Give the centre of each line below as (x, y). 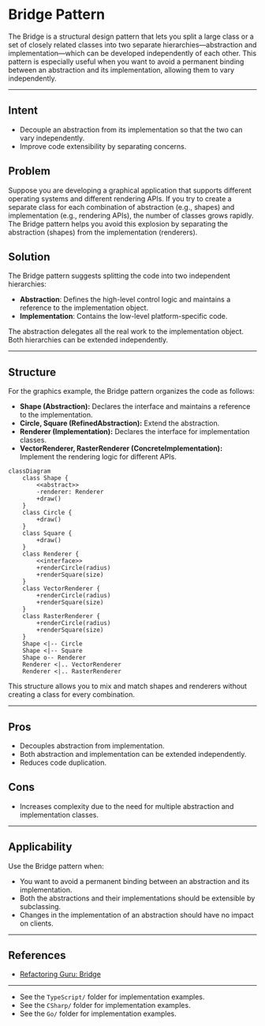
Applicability (40, 847)
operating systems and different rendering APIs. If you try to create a (120, 198)
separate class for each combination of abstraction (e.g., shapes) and (121, 207)
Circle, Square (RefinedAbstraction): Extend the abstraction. (119, 423)
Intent (23, 111)
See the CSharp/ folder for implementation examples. (105, 1005)
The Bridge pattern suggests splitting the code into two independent (119, 276)
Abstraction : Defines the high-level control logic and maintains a (125, 300)
